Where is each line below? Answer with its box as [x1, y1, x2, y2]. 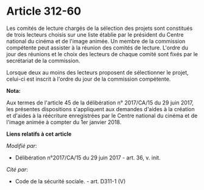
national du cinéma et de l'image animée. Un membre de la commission [6, 37, 186, 45]
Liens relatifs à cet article [6, 130, 72, 137]
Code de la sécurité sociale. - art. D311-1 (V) [15, 177, 126, 185]
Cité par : [6, 166, 29, 173]
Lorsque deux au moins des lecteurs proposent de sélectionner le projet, [6, 68, 189, 76]
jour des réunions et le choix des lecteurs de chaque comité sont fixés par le [6, 50, 199, 57]
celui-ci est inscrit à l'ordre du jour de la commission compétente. [6, 75, 171, 82]
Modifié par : [6, 142, 38, 149]
